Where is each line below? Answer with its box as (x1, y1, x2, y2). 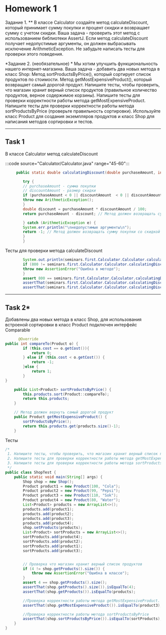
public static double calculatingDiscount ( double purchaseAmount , (16, 170, 156, 175)
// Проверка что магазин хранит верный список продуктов (23, 562, 142, 567)
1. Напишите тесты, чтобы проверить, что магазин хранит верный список (7, 451, 158, 456)
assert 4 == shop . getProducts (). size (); (23, 580, 107, 585)
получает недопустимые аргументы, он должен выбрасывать (5, 40, 136, 46)
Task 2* (5, 303, 31, 312)
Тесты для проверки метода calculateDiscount (5, 248, 103, 254)
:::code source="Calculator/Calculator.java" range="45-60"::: (5, 160, 130, 166)
